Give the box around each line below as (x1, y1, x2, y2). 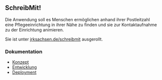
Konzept (12, 59, 29, 65)
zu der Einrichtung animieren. (5, 27, 64, 33)
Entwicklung (12, 65, 37, 70)
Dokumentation (5, 48, 43, 55)
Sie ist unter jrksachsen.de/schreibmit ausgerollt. (5, 36, 103, 42)
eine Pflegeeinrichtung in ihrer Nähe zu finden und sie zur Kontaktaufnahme (5, 22, 157, 27)
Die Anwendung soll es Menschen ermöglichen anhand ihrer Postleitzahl (5, 16, 150, 22)
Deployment (12, 69, 37, 75)
